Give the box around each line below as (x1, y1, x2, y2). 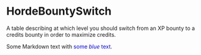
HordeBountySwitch (6, 4, 112, 18)
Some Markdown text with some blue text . (6, 43, 113, 50)
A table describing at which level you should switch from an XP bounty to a (6, 24, 196, 32)
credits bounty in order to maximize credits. (6, 31, 116, 38)
